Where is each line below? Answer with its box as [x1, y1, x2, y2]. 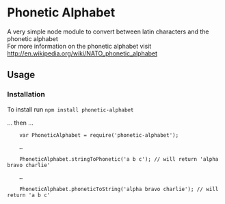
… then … [7, 118, 34, 127]
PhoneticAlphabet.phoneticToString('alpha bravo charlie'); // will [19, 186, 219, 192]
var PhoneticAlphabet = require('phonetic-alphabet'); [19, 131, 179, 138]
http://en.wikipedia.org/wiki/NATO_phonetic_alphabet [7, 49, 158, 58]
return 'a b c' [7, 192, 51, 199]
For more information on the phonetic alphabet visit [7, 42, 152, 50]
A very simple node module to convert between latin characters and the [7, 27, 209, 36]
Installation [7, 90, 46, 99]
